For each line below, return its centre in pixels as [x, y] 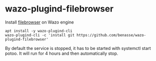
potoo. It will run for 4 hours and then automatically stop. [62, 53]
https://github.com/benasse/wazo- [111, 35]
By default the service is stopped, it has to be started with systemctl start [78, 48]
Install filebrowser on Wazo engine [39, 22]
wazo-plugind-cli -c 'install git [40, 35]
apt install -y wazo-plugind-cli [39, 31]
